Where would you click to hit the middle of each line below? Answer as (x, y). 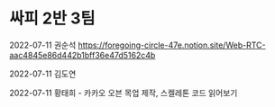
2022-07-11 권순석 (43, 45)
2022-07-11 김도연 (43, 74)
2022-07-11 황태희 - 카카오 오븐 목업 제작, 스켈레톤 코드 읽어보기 (124, 93)
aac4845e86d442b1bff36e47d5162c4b (82, 55)
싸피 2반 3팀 (53, 18)
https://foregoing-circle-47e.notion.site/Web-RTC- (172, 45)
